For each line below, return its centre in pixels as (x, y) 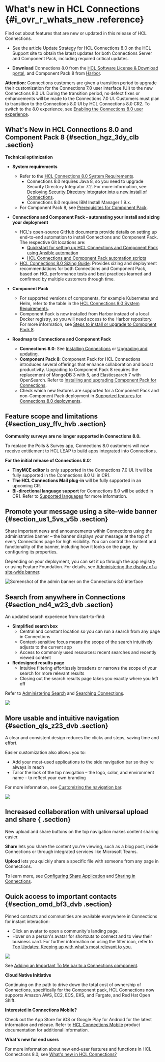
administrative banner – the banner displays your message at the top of (77, 536)
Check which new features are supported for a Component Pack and (89, 390)
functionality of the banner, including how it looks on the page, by (71, 547)
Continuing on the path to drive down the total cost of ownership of (73, 985)
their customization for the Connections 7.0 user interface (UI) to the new (79, 88)
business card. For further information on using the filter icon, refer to (82, 941)
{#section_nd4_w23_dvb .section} (59, 605)
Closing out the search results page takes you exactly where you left (89, 679)
